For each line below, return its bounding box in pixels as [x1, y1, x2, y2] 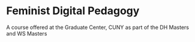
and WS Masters [6, 30, 47, 37]
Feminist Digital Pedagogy [6, 4, 140, 18]
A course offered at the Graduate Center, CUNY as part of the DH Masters [6, 24, 189, 31]
